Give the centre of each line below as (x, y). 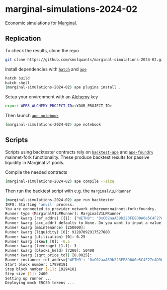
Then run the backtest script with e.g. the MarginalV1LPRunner (68, 191)
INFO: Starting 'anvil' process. (40, 205)
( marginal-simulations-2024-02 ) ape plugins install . (63, 87)
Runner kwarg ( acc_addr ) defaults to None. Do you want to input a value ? (84, 223)
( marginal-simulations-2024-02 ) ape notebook (53, 125)
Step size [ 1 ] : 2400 (27, 274)
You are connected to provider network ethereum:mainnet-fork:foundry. (81, 209)
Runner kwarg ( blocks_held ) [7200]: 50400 (50, 251)
